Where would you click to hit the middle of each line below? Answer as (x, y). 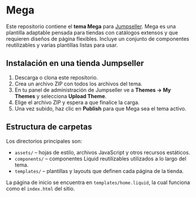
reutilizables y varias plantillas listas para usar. (62, 45)
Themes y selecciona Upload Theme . (60, 96)
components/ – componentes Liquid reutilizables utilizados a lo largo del (100, 158)
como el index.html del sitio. (40, 188)
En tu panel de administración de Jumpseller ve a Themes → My (93, 90)
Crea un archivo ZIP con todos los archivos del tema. (78, 84)
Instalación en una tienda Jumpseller (75, 63)
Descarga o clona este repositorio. (56, 77)
